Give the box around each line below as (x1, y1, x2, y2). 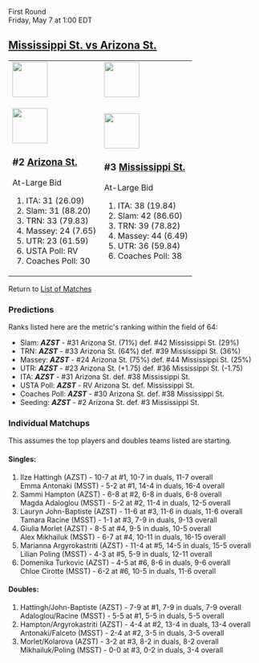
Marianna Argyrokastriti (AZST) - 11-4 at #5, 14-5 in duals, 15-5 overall (19, 540, 251, 550)
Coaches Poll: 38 (117, 250, 183, 261)
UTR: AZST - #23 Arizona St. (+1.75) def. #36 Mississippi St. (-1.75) (19, 363, 243, 373)
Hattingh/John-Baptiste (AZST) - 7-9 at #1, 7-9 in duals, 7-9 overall (19, 602, 242, 612)
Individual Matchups (8, 417, 91, 428)
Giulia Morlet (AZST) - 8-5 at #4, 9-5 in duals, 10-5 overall (19, 523, 212, 533)
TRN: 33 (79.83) (26, 215, 89, 226)
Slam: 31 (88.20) (26, 205, 91, 216)
